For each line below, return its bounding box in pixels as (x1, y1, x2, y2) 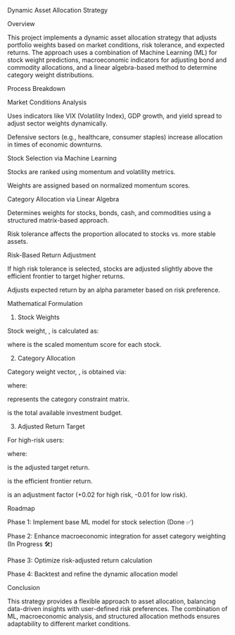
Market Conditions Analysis (7, 98, 87, 106)
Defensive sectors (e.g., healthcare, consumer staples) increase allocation (7, 133, 223, 141)
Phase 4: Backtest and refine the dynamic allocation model (7, 570, 178, 578)
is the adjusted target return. (7, 463, 90, 471)
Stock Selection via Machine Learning (7, 154, 118, 162)
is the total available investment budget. (7, 409, 123, 417)
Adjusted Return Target (17, 422, 85, 431)
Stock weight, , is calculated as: (7, 327, 99, 335)
